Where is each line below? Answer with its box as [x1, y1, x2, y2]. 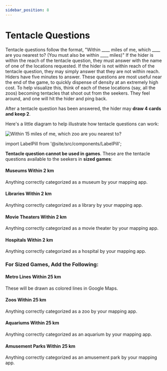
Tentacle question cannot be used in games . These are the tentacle [5, 150, 150, 157]
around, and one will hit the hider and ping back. [5, 95, 108, 101]
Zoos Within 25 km [5, 297, 47, 303]
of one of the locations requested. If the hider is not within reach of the [5, 62, 155, 69]
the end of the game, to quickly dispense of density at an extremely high [5, 79, 159, 85]
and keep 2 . [5, 111, 31, 117]
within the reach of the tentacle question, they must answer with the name [5, 57, 162, 63]
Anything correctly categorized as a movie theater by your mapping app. [5, 225, 159, 231]
